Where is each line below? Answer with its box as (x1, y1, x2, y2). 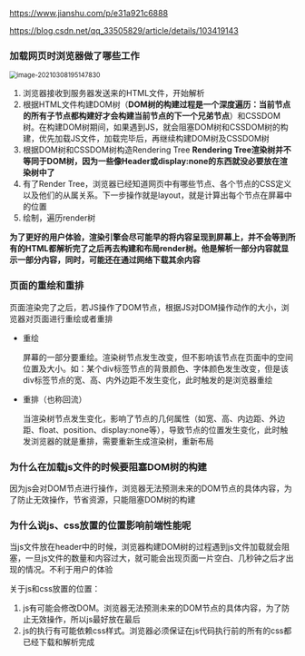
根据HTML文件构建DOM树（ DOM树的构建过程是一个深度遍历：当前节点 (22, 99, 291, 110)
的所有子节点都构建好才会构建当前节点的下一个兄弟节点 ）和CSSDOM (22, 111, 281, 122)
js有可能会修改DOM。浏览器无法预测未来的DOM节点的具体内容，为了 (22, 602, 282, 613)
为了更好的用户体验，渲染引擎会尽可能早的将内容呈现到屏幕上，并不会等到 (9, 231, 288, 243)
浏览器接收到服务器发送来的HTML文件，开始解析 (22, 88, 205, 99)
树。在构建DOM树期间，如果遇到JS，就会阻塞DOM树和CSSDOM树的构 (22, 122, 289, 132)
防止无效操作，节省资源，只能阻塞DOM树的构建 (16, 494, 196, 504)
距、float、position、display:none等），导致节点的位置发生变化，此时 (22, 424, 280, 435)
